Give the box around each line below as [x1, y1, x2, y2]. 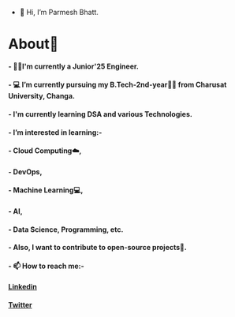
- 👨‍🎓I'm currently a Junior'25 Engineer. [8, 62, 140, 71]
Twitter [8, 300, 33, 309]
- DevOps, [8, 166, 43, 177]
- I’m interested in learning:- [8, 127, 103, 137]
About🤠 [8, 35, 59, 53]
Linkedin [8, 282, 37, 292]
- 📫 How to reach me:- [8, 261, 84, 270]
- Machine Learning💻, [8, 185, 84, 195]
